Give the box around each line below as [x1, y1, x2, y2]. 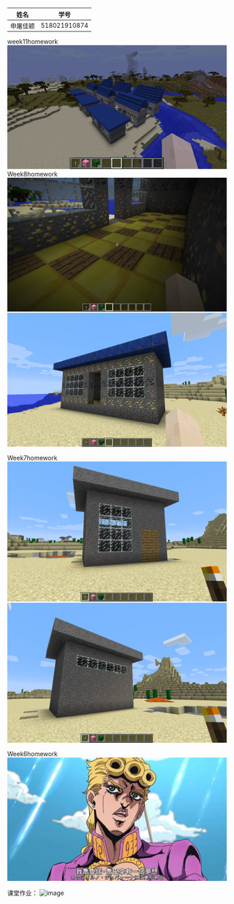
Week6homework [7, 749, 58, 758]
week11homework [7, 38, 58, 46]
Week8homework [7, 169, 58, 178]
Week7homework [7, 453, 58, 462]
